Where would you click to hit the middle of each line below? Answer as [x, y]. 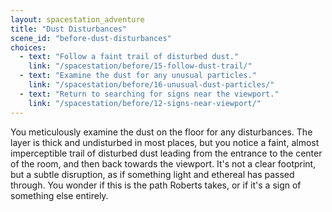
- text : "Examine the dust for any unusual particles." [138, 76]
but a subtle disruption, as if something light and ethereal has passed [152, 174]
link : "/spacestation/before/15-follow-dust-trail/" [140, 66]
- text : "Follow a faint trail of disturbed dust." [129, 57]
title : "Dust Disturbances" [69, 29]
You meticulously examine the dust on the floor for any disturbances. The [161, 132]
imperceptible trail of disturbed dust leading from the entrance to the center [166, 153]
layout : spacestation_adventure [77, 19]
